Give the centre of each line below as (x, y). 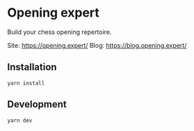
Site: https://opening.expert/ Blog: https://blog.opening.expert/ (97, 45)
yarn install (26, 83)
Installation (32, 67)
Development (37, 104)
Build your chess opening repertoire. (59, 32)
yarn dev (20, 120)
